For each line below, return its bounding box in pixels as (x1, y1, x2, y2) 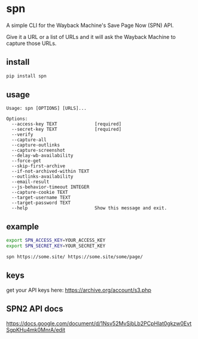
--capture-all (11, 137, 47, 143)
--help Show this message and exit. (11, 205, 167, 211)
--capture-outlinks (11, 142, 60, 148)
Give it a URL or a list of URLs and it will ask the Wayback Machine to (6, 33, 176, 40)
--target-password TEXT (11, 200, 71, 206)
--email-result (11, 179, 50, 185)
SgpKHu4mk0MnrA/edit (6, 326, 66, 333)
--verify (11, 131, 33, 138)
